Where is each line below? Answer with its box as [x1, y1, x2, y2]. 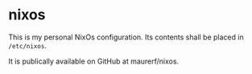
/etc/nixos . [8, 40, 47, 50]
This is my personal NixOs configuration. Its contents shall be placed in [8, 32, 244, 42]
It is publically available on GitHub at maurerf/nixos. [8, 56, 180, 66]
